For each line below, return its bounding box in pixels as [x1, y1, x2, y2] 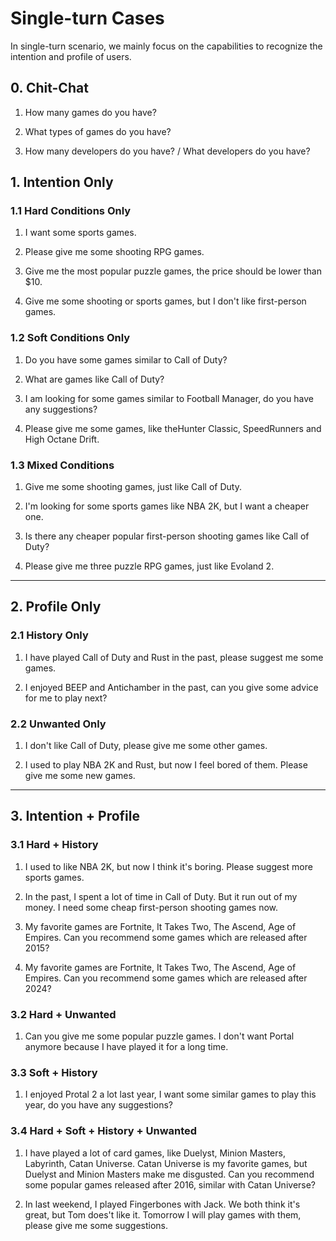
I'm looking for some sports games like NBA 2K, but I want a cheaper [24, 500, 310, 512]
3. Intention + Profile [10, 808, 140, 825]
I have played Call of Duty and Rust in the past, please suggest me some [24, 651, 324, 663]
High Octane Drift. [24, 433, 100, 445]
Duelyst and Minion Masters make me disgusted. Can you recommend [24, 1168, 315, 1180]
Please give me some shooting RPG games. [24, 246, 205, 258]
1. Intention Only [10, 174, 114, 191]
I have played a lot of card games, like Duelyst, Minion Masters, [24, 1147, 286, 1159]
